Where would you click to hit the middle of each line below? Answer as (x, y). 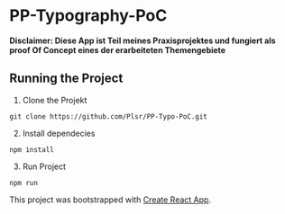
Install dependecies (59, 133)
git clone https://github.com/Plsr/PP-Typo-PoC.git (108, 116)
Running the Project (66, 79)
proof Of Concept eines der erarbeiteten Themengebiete (118, 49)
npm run (24, 183)
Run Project (44, 166)
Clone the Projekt (55, 100)
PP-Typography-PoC (88, 16)
